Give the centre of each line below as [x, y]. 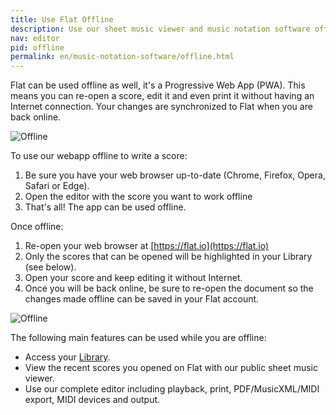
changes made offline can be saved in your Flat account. [142, 299]
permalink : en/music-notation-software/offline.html [122, 57]
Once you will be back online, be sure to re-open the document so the [169, 288]
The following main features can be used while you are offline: [138, 338]
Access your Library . [67, 357]
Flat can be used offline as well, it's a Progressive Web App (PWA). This [158, 85]
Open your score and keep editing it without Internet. [133, 278]
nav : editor [35, 38]
